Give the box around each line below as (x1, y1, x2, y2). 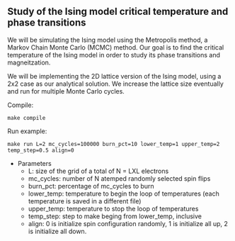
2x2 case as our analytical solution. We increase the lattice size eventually (7, 79, 224, 88)
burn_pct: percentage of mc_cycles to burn (28, 181, 154, 190)
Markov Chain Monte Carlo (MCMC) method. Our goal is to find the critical (7, 43, 224, 52)
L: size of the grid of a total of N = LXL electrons (28, 167, 169, 175)
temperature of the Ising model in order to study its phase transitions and (7, 50, 221, 59)
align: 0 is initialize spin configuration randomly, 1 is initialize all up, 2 (28, 219, 229, 228)
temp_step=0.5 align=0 (7, 147, 74, 154)
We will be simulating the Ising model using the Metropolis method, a (7, 35, 208, 44)
